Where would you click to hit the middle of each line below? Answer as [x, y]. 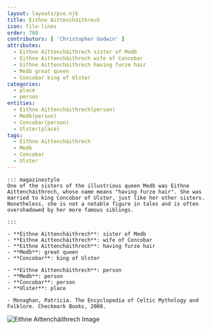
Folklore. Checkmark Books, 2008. [57, 306]
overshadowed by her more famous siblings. [71, 210]
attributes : [24, 45]
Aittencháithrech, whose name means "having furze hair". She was [104, 192]
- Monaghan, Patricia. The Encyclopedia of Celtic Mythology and [103, 300]
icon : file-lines [32, 26]
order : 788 [23, 33]
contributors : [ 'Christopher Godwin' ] [66, 39]
